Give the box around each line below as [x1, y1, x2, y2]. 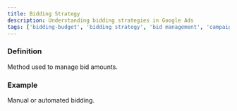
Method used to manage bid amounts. [7, 63, 119, 71]
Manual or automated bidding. [7, 96, 95, 104]
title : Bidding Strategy [7, 10, 80, 18]
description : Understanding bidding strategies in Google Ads [7, 17, 194, 24]
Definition [7, 46, 42, 56]
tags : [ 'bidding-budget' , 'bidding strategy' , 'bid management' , [7, 23, 203, 30]
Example [7, 80, 38, 90]
